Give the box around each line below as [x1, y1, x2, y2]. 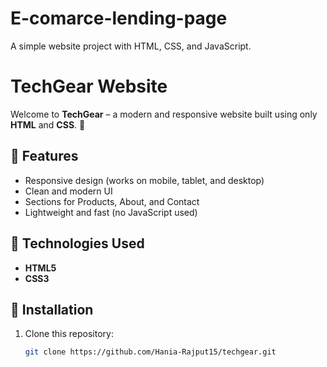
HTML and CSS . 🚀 [10, 118, 86, 131]
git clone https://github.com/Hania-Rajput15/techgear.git [24, 347, 277, 357]
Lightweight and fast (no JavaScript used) [24, 206, 198, 218]
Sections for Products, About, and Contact [24, 195, 200, 207]
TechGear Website [10, 75, 168, 98]
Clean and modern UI [24, 185, 113, 197]
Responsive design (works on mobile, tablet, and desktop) [24, 174, 265, 186]
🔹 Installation [10, 301, 94, 318]
